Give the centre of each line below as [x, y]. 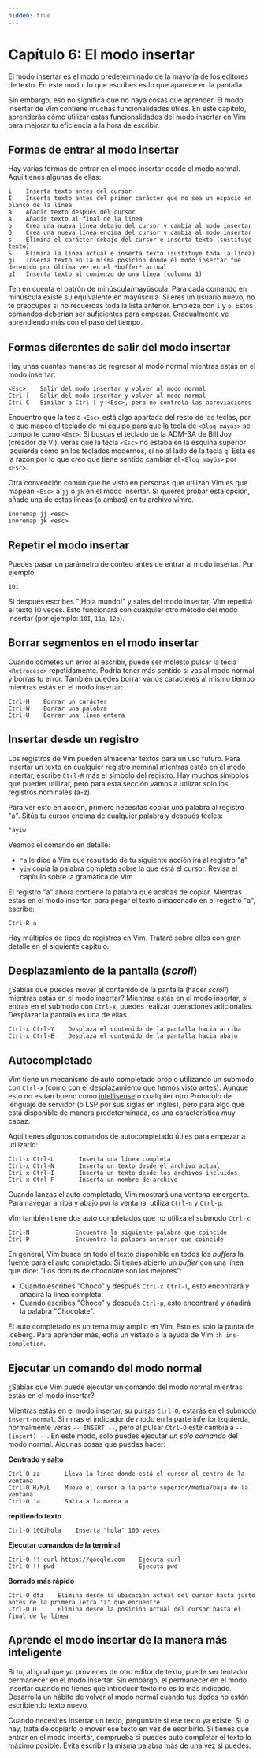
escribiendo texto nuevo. [48, 1705]
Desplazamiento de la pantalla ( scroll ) [103, 971]
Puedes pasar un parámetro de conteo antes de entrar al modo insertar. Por [131, 564]
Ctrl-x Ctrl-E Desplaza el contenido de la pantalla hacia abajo [123, 1036]
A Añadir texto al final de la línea [76, 219]
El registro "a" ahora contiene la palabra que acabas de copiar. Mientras [125, 892]
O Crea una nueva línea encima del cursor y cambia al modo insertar [130, 233]
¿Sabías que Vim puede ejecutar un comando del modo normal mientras [125, 1387]
